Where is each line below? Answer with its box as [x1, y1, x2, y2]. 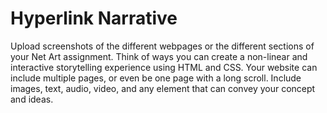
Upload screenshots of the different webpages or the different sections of [10, 40, 315, 52]
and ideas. [10, 93, 54, 105]
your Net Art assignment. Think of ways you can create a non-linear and [10, 50, 308, 62]
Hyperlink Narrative [10, 7, 178, 30]
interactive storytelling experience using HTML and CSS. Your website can [10, 61, 318, 73]
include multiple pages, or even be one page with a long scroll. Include [10, 72, 302, 84]
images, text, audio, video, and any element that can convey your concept [10, 82, 316, 94]
